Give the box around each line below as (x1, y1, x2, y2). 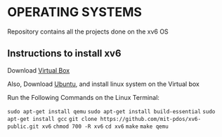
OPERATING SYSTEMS (7, 4, 143, 20)
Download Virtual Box (7, 66, 70, 74)
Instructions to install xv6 (7, 48, 122, 59)
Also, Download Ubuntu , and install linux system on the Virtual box (7, 80, 200, 88)
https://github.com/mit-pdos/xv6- (100, 115, 202, 122)
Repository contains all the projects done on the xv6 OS (7, 27, 169, 36)
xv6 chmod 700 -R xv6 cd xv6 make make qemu (41, 123, 169, 130)
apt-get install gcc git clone (7, 115, 98, 122)
